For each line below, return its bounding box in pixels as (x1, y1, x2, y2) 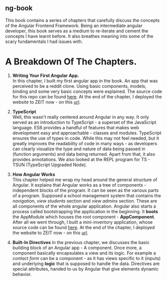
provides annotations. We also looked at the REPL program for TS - (12, 156, 151, 162)
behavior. (12, 271, 32, 277)
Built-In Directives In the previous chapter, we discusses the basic (12, 239, 150, 245)
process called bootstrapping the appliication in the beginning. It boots (12, 208, 159, 214)
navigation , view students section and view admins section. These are (12, 198, 157, 204)
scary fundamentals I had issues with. (5, 38, 83, 44)
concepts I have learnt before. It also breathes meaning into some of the (5, 33, 154, 39)
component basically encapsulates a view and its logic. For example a (12, 250, 156, 256)
